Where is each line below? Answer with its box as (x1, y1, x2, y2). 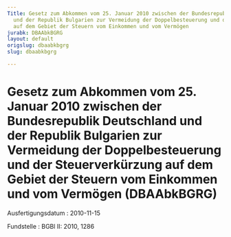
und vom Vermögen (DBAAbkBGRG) (7, 186, 218, 202)
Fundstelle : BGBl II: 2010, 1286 (7, 222, 95, 230)
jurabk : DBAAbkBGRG (7, 29, 63, 36)
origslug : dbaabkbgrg (7, 42, 69, 49)
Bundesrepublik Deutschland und (7, 113, 203, 129)
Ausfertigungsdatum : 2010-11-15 (7, 209, 101, 217)
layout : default (7, 36, 54, 43)
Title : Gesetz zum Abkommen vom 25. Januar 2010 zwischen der (7, 10, 189, 17)
